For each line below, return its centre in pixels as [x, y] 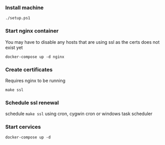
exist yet [14, 47]
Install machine [25, 8]
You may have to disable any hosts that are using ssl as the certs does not [82, 42]
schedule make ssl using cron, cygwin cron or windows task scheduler [79, 114]
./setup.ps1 [18, 18]
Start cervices [23, 127]
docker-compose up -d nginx [35, 57]
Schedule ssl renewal [32, 102]
